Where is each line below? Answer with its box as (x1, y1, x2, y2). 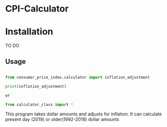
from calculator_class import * (5, 102, 73, 107)
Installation (5, 26, 53, 38)
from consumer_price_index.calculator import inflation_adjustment (5, 75, 150, 80)
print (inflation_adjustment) (5, 84, 67, 89)
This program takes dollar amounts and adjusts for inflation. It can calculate (5, 111, 162, 117)
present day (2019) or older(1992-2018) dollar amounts (5, 116, 120, 122)
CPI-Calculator (5, 3, 69, 15)
